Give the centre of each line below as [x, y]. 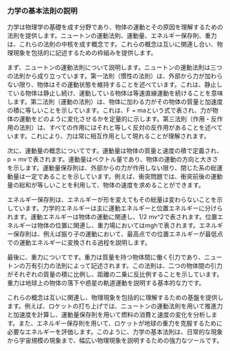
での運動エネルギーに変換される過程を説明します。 [79, 242]
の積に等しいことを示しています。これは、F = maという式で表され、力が [110, 111]
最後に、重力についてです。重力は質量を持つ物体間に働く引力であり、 [106, 257]
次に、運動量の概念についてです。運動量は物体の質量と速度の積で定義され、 [115, 151]
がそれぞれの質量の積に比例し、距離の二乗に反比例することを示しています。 [115, 274]
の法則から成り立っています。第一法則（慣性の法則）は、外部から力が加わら [115, 76]
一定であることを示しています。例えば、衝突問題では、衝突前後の [118, 177]
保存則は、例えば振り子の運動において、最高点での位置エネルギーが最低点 [118, 234]
